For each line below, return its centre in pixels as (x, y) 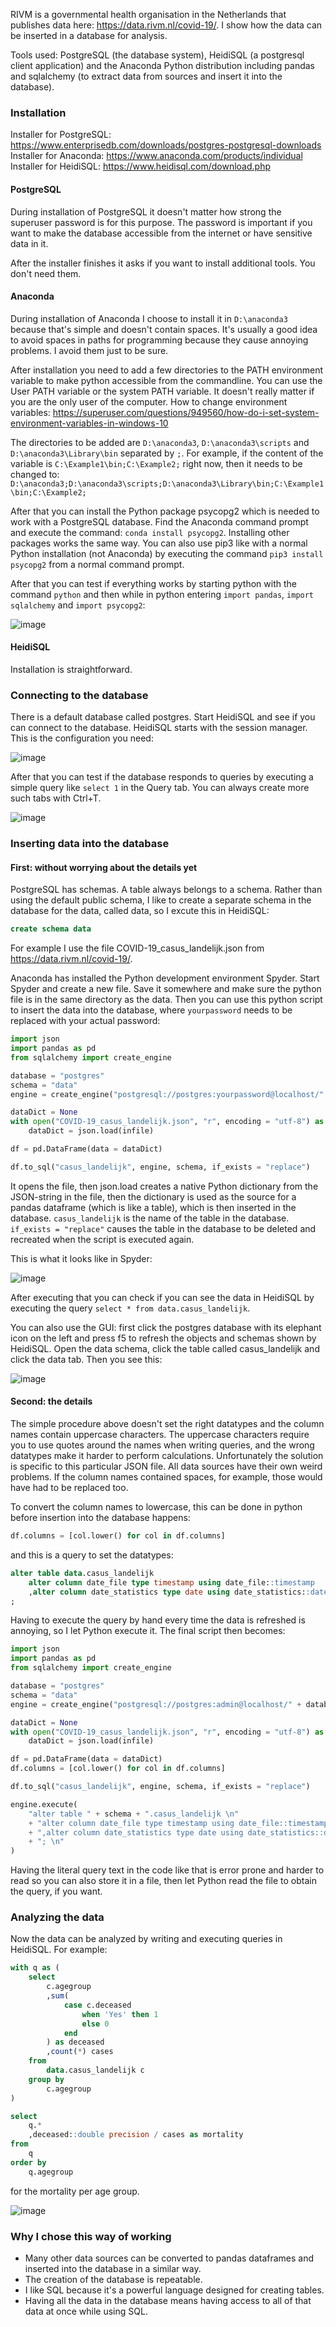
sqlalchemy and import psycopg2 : (78, 605)
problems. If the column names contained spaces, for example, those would (166, 1477)
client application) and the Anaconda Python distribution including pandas (163, 65)
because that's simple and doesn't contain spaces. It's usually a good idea (164, 329)
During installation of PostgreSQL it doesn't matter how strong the (146, 211)
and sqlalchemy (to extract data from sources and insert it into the (146, 76)
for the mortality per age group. (75, 2191)
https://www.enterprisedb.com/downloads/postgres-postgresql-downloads (166, 145)
